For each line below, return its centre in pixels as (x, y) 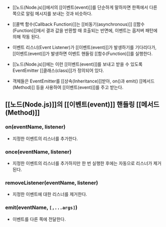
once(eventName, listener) (38, 151)
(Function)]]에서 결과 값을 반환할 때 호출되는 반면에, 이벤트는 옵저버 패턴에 (85, 30)
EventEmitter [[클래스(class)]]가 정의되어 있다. (58, 70)
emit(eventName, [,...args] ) (41, 207)
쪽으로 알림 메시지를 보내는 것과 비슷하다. (52, 13)
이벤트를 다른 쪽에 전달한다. (39, 219)
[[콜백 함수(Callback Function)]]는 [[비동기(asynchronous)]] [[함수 (79, 24)
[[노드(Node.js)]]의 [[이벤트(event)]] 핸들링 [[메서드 (82, 105)
